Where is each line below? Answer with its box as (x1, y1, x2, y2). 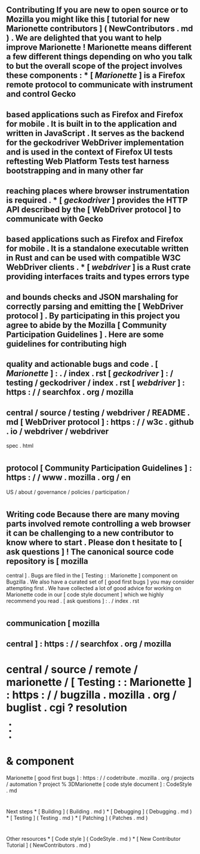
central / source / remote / (6, 662, 139, 676)
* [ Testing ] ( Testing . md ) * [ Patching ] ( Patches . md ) (6, 814, 148, 821)
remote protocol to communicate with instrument (6, 80, 193, 90)
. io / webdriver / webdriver (6, 426, 109, 436)
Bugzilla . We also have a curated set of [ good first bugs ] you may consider (6, 578, 195, 585)
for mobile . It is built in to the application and (6, 118, 177, 129)
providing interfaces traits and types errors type (6, 272, 190, 282)
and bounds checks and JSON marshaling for (6, 292, 179, 302)
